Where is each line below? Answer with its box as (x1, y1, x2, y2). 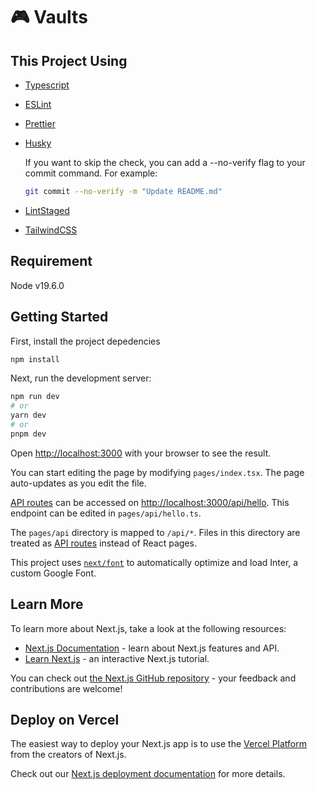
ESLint (24, 99, 52, 110)
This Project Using (10, 52, 128, 69)
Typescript (24, 79, 70, 91)
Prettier (24, 118, 56, 129)
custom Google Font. (10, 567, 97, 579)
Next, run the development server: (10, 372, 152, 384)
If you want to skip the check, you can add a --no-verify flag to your (24, 157, 306, 168)
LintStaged (24, 204, 70, 216)
